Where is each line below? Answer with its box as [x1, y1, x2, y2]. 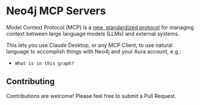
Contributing [6, 77, 55, 87]
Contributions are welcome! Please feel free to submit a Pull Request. [6, 92, 177, 99]
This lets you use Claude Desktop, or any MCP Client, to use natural [6, 42, 173, 49]
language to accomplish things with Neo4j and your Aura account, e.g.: [6, 47, 181, 55]
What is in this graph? [14, 61, 75, 66]
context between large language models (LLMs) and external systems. [6, 30, 180, 37]
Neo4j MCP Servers [6, 4, 106, 18]
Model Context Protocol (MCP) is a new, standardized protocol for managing [6, 24, 194, 31]
